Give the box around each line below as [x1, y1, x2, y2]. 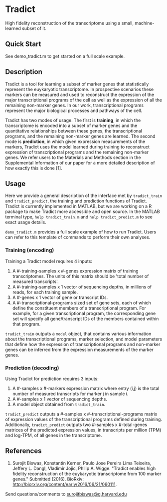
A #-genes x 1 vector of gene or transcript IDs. [12, 294, 108, 300]
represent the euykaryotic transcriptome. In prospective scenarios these [5, 86, 154, 92]
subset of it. [21, 25, 46, 31]
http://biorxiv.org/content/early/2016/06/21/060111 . [12, 481, 117, 487]
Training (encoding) [5, 246, 54, 253]
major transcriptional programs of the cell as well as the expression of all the [5, 96, 162, 103]
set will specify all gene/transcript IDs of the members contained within [12, 315, 159, 321]
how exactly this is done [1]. [5, 165, 62, 171]
